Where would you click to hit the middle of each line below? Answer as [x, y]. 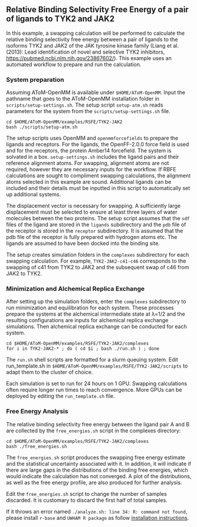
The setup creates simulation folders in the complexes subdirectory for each [98, 255]
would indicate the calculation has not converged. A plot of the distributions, [99, 476]
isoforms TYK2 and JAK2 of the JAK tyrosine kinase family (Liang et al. [92, 45]
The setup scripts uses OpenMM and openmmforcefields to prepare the [92, 138]
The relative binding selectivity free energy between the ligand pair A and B [98, 424]
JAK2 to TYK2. [24, 274]
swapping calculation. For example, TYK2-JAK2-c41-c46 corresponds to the [96, 261]
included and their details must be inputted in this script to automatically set [98, 188]
